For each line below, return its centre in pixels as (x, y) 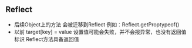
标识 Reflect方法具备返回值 (47, 39)
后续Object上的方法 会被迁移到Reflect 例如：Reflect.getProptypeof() (97, 24)
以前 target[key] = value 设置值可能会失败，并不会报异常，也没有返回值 (100, 32)
